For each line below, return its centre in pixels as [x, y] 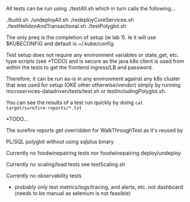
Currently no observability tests [44, 176]
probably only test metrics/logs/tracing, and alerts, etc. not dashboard [99, 187]
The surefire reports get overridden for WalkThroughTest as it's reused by [95, 130]
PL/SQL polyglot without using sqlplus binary [60, 142]
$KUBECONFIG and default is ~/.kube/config [60, 44]
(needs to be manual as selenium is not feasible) [73, 193]
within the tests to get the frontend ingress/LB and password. [80, 67]
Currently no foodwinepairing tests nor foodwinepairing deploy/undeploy [94, 153]
